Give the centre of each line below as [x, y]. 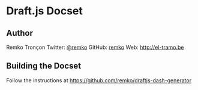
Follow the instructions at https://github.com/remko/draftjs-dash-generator [99, 80]
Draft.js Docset [44, 11]
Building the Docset [44, 66]
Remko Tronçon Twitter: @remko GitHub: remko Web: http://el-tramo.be [95, 47]
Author [19, 33]
